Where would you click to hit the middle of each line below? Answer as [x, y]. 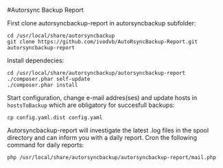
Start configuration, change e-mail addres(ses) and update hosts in [102, 98]
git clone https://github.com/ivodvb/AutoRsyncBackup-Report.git [102, 42]
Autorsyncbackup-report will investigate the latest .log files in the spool [108, 130]
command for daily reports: [46, 145]
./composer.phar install [43, 85]
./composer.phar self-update [49, 79]
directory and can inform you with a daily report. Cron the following [102, 137]
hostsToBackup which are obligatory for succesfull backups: [91, 105]
